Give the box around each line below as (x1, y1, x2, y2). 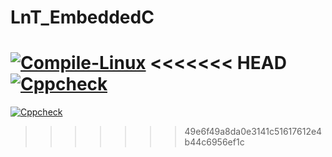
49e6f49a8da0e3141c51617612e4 (184, 126, 323, 138)
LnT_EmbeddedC (10, 6, 155, 29)
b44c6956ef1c (184, 136, 245, 148)
